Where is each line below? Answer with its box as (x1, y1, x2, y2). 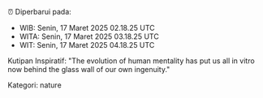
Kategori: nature (7, 80, 62, 90)
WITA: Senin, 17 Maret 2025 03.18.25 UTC (19, 32, 159, 41)
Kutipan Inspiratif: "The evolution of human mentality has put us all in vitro (7, 56, 255, 66)
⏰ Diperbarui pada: (7, 7, 72, 16)
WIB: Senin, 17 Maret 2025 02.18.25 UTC (19, 23, 155, 32)
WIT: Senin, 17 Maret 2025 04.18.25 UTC (19, 40, 155, 49)
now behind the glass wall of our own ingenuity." (7, 65, 170, 74)
